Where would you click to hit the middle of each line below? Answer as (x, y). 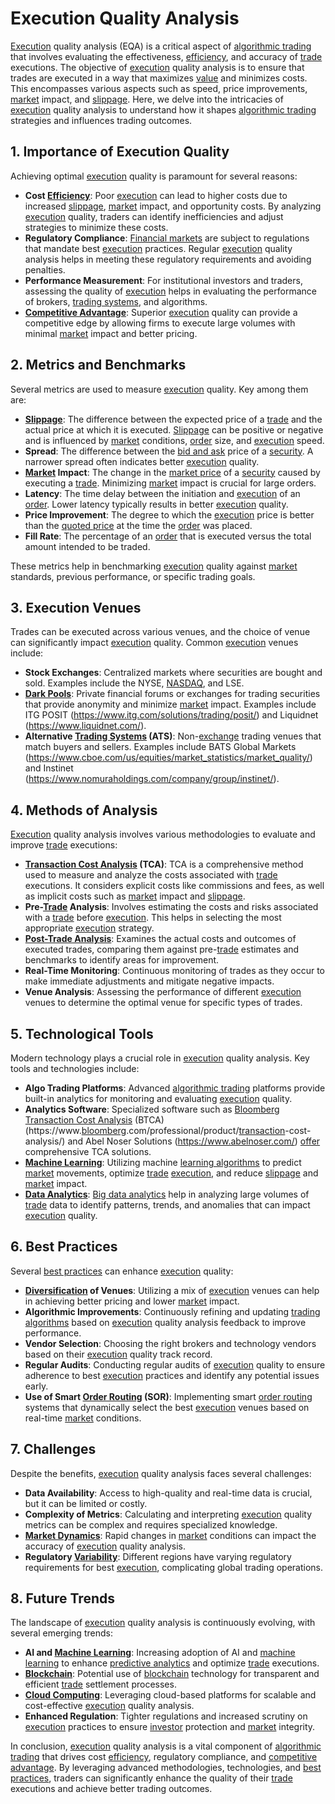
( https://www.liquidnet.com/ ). (85, 726)
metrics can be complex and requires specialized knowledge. (151, 1524)
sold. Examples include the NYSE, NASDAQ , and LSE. (134, 683)
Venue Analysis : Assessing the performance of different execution (163, 992)
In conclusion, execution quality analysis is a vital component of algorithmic (166, 1746)
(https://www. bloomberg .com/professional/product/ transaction (155, 1130)
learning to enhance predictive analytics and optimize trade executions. (172, 1663)
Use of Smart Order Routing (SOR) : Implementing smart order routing (168, 1396)
